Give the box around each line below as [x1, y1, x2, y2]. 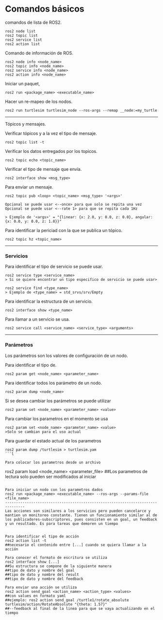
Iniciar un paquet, [5, 81, 40, 86]
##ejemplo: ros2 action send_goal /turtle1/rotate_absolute [5, 598, 130, 603]
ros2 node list [5, 29, 36, 33]
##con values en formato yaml [5, 593, 66, 598]
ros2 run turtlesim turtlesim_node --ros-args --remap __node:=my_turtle [5, 108, 158, 113]
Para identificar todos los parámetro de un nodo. [5, 380, 102, 386]
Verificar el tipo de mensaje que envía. [5, 166, 82, 172]
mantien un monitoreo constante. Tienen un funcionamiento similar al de [5, 513, 158, 518]
